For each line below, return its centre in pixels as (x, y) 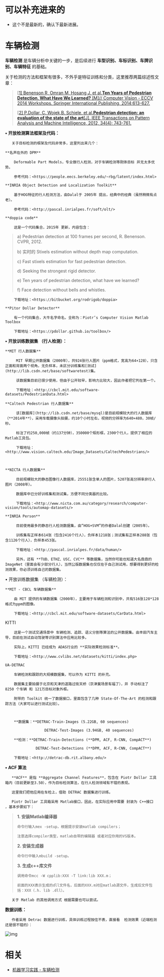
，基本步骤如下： (20, 807)
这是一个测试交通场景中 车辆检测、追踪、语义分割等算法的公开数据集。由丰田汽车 (84, 632)
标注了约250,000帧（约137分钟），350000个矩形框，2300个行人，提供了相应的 (84, 433)
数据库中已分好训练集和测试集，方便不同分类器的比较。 (63, 494)
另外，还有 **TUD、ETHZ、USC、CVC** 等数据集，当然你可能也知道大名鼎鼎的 (84, 559)
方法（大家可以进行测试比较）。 (35, 704)
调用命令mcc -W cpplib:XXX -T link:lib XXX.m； (64, 876)
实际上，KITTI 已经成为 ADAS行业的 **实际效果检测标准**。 (68, 647)
